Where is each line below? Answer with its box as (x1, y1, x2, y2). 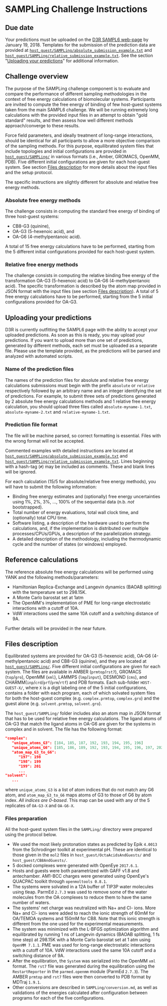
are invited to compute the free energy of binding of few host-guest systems (5, 101, 162, 107)
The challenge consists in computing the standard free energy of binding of (5, 208, 160, 214)
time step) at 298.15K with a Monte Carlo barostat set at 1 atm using (12, 937, 151, 943)
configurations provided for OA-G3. (5, 299, 78, 305)
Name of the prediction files (5, 366, 74, 373)
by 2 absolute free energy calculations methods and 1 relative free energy (5, 398, 156, 404)
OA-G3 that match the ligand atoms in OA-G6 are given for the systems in (5, 721, 156, 727)
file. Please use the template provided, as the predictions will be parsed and (5, 348, 161, 354)
